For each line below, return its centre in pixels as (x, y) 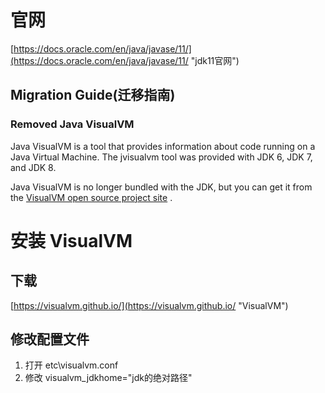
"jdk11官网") (215, 60)
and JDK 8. (33, 167)
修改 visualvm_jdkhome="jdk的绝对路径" (108, 378)
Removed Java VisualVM (72, 124)
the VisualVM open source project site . (91, 197)
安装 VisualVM (71, 240)
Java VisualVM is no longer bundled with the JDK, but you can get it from (161, 187)
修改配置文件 (50, 339)
